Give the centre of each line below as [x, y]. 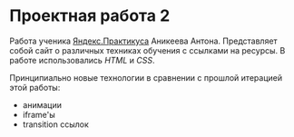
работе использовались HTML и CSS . [83, 60]
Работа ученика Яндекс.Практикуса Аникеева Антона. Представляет [144, 41]
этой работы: [35, 87]
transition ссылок [55, 124]
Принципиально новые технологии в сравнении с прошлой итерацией [146, 77]
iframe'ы [39, 114]
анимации [42, 104]
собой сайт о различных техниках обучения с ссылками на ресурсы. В [147, 50]
